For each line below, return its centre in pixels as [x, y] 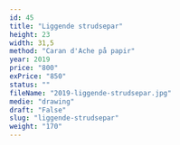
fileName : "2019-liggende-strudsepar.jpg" [90, 93]
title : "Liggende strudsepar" [66, 26]
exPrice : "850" [38, 77]
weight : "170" [36, 127]
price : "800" [34, 68]
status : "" [30, 85]
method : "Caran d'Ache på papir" [72, 51]
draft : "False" [38, 110]
